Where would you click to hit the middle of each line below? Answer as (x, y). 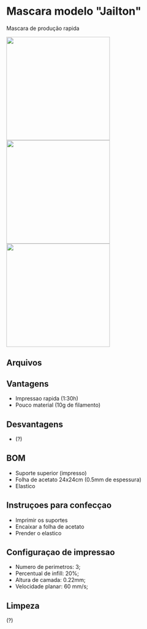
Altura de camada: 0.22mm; (50, 580)
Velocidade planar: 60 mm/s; (52, 587)
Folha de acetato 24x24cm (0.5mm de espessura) (78, 480)
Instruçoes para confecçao (59, 506)
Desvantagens (35, 424)
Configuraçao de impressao (61, 552)
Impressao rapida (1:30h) (47, 399)
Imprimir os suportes (41, 520)
